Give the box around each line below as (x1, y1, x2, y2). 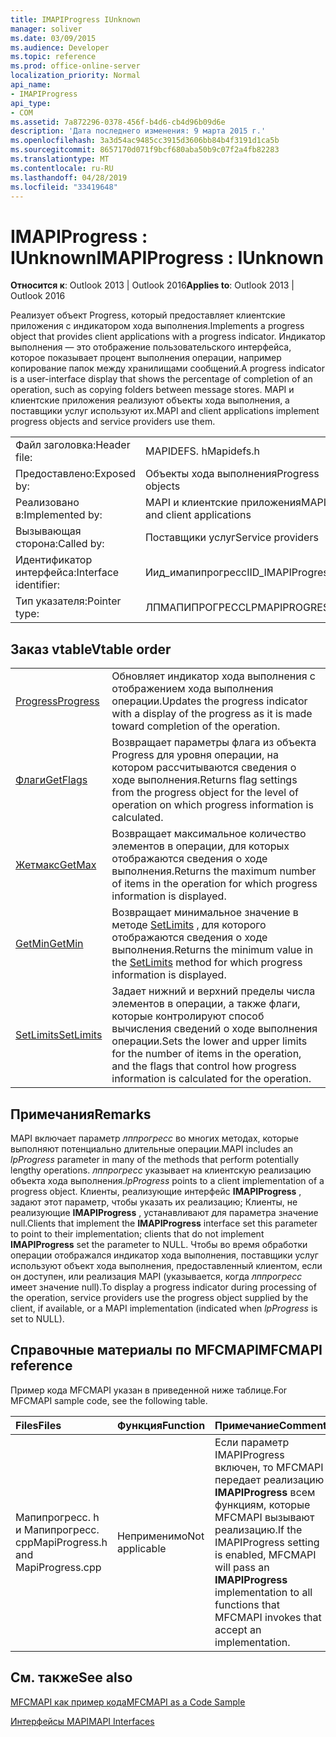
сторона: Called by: (15, 537, 105, 551)
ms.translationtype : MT (10, 154, 110, 164)
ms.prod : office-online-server (10, 61, 141, 71)
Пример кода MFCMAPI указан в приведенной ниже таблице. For (10, 1384, 288, 1396)
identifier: (15, 578, 61, 592)
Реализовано (15, 496, 80, 510)
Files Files (15, 1418, 62, 1432)
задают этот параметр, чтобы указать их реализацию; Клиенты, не (10, 1196, 298, 1208)
